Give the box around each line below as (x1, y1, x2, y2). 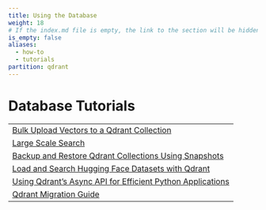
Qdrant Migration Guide (12, 189, 101, 200)
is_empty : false (8, 33, 62, 42)
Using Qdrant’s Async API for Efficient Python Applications (12, 175, 230, 186)
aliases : (8, 41, 37, 49)
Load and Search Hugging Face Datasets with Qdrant (12, 163, 211, 174)
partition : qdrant (8, 63, 69, 71)
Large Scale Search (12, 137, 85, 148)
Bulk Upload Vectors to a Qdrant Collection (12, 124, 172, 135)
